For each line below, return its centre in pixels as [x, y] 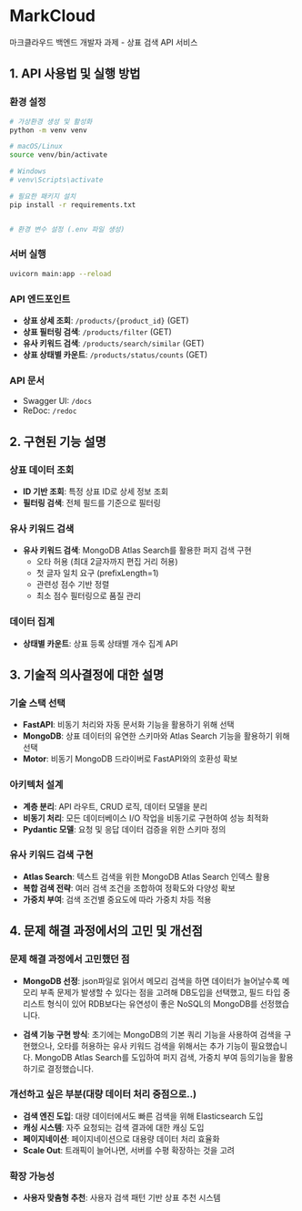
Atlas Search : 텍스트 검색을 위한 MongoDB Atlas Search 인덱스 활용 [146, 876]
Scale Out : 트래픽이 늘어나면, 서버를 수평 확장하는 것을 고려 [128, 1150]
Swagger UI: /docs [57, 401]
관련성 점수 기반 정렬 [73, 585]
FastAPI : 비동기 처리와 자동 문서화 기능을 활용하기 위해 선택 [128, 725]
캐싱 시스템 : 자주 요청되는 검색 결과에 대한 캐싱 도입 [113, 1127]
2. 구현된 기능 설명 [58, 442]
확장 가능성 [32, 1175]
